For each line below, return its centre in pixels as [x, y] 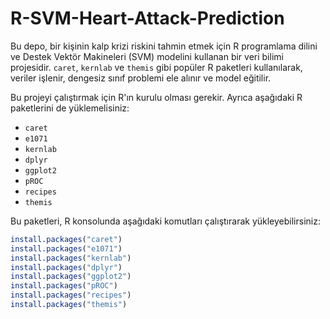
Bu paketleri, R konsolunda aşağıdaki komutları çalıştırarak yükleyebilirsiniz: [165, 221]
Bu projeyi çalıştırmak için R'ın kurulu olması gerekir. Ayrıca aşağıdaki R [156, 97]
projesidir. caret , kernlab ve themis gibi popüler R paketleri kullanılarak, [156, 67]
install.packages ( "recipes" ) [71, 295]
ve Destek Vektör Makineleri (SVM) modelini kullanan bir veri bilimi [147, 56]
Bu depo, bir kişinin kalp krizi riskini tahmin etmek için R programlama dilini [164, 46]
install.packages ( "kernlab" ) [71, 258]
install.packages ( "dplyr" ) [66, 267]
